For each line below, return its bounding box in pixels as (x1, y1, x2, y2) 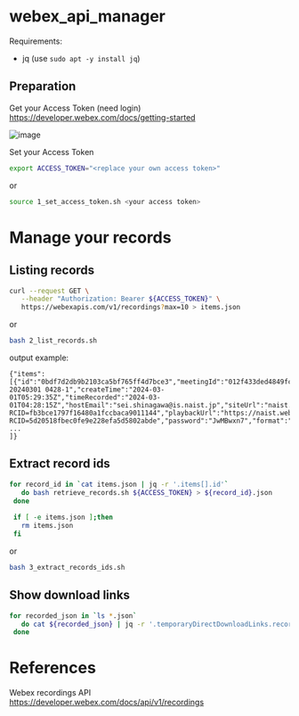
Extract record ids (9, 457, 111, 472)
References (9, 658, 96, 679)
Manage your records (9, 227, 172, 247)
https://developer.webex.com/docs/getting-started (9, 111, 196, 122)
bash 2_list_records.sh (9, 336, 98, 345)
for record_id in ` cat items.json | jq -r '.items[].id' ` (9, 480, 229, 489)
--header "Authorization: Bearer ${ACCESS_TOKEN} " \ (20, 294, 221, 304)
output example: (9, 352, 69, 363)
